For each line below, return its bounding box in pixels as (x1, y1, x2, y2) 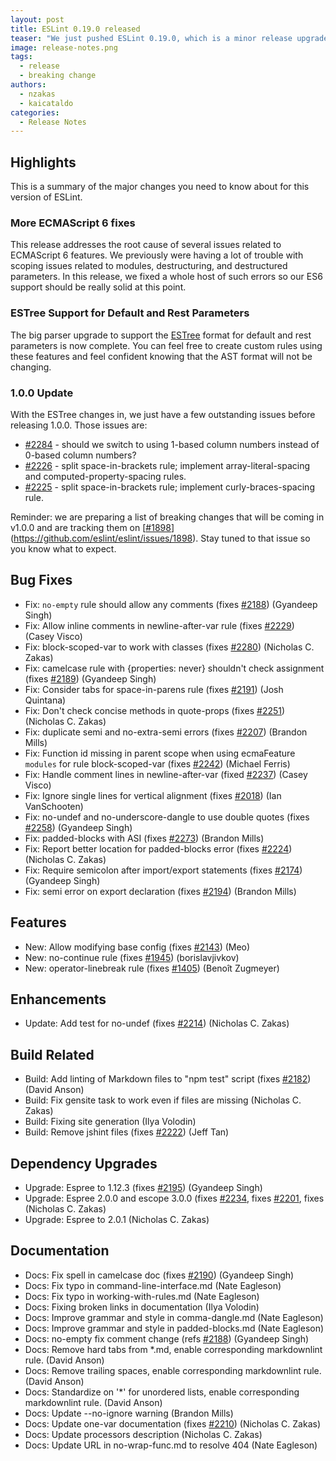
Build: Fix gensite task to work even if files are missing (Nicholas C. (24, 1094, 302, 1106)
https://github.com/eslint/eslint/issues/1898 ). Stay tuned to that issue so (13, 532, 311, 544)
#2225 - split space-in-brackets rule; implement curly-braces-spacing (24, 481, 315, 493)
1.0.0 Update (10, 386, 74, 400)
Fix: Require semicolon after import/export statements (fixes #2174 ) (24, 864, 303, 876)
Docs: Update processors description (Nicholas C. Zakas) (24, 1428, 263, 1440)
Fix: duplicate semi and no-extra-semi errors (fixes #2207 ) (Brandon (24, 726, 308, 738)
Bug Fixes (10, 572, 73, 589)
